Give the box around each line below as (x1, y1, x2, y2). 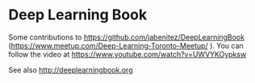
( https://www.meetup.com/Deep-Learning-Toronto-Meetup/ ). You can (8, 40, 244, 50)
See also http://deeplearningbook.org (8, 64, 133, 74)
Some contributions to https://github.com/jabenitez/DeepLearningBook (8, 32, 245, 42)
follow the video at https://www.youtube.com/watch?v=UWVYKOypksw (8, 49, 247, 59)
